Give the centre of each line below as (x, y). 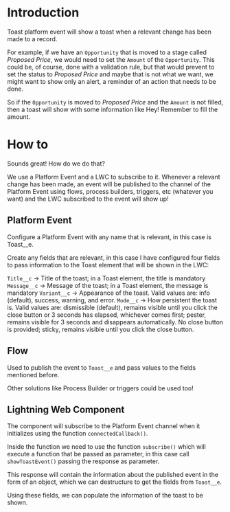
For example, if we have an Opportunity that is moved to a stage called (107, 52)
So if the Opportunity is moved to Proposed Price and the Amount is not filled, (115, 102)
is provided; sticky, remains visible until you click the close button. (101, 329)
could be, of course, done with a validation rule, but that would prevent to (111, 67)
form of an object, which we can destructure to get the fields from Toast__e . (114, 482)
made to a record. (32, 38)
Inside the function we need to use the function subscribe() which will (106, 447)
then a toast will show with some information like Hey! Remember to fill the (113, 109)
